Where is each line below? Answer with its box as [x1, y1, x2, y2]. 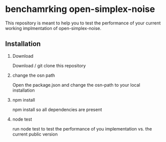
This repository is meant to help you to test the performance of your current [5, 20, 161, 26]
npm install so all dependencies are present [12, 106, 102, 113]
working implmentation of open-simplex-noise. [5, 25, 101, 31]
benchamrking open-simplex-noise [5, 3, 156, 15]
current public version [12, 131, 58, 137]
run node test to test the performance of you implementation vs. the [12, 126, 152, 132]
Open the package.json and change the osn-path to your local [12, 82, 141, 88]
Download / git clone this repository [12, 62, 86, 68]
